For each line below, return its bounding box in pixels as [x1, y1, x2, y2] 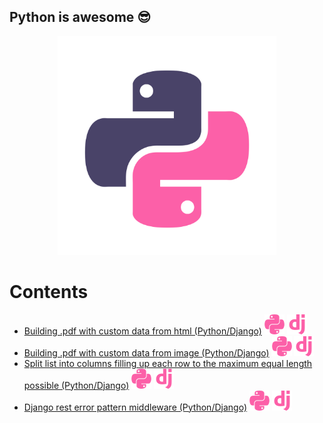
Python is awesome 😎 [9, 9, 152, 26]
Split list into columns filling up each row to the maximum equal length [23, 357, 313, 369]
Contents [9, 281, 89, 303]
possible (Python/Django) [23, 379, 130, 391]
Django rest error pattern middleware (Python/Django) [23, 401, 247, 413]
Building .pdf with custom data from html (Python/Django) [23, 325, 262, 337]
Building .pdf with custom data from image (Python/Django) [23, 346, 270, 359]
